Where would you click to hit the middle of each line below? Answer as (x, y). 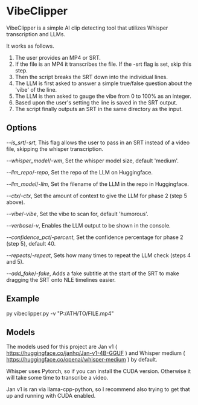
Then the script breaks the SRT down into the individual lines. (91, 77)
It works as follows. (30, 46)
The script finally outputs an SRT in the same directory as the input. (99, 109)
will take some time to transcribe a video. (57, 378)
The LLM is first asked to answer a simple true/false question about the (103, 83)
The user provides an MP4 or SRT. (58, 57)
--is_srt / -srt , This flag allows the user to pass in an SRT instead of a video (98, 142)
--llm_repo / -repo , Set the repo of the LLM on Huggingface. (79, 172)
